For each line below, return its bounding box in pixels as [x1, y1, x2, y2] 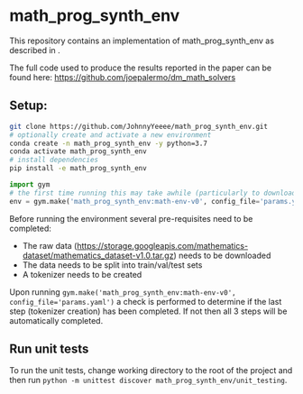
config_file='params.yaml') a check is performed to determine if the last [9, 296, 282, 307]
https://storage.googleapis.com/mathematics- [76, 240, 249, 251]
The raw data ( [22, 240, 78, 251]
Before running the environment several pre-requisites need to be [9, 213, 253, 224]
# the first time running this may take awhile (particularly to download [9, 188, 297, 197]
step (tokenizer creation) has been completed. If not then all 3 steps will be [9, 306, 288, 316]
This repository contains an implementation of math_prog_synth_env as [9, 35, 275, 46]
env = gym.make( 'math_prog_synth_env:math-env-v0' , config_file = [9, 197, 260, 206]
